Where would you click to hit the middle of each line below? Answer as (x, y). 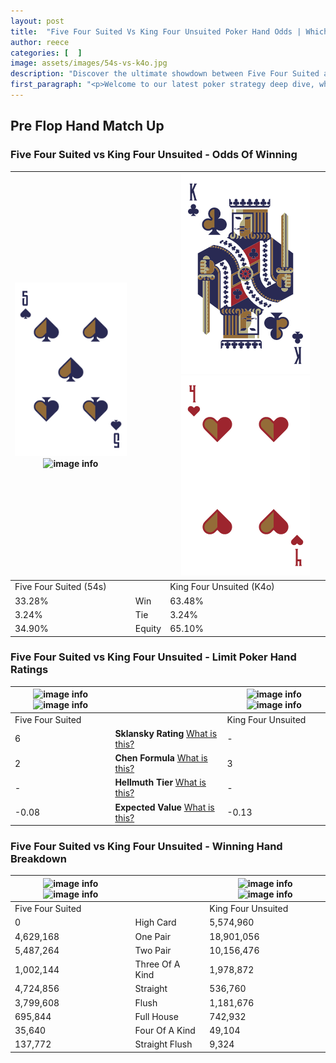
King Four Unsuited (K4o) (222, 587)
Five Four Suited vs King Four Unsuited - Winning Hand (146, 847)
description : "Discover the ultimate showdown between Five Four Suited (165, 74)
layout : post (37, 21)
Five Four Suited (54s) (60, 587)
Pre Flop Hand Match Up (87, 126)
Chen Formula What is (161, 758)
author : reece (40, 42)
